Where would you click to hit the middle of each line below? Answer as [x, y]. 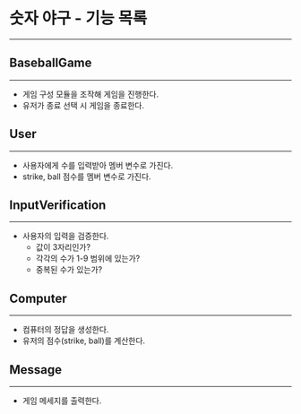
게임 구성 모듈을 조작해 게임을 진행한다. [90, 94]
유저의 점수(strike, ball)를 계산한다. [84, 341]
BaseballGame [51, 63]
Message [36, 370]
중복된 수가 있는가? [69, 270]
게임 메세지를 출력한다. [62, 401]
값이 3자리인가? [63, 247]
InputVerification [58, 205]
